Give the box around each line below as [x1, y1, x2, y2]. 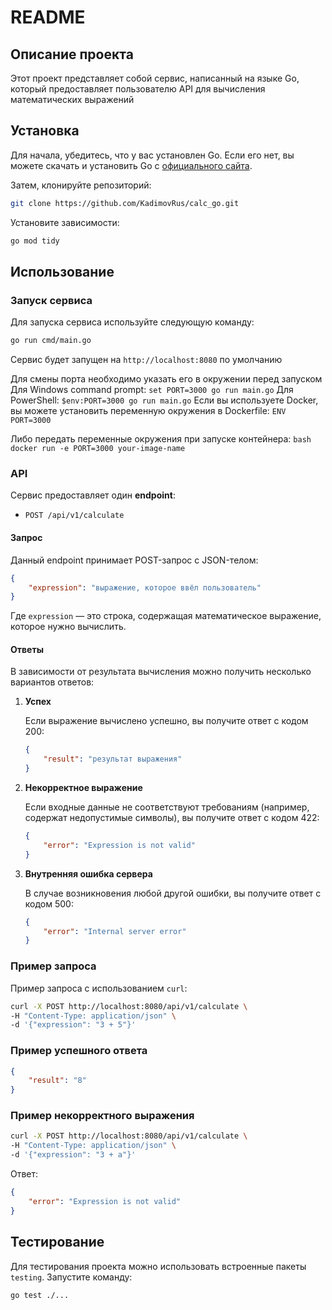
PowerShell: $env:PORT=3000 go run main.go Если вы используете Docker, [10, 394, 319, 406]
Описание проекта [10, 46, 134, 63]
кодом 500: [24, 897, 74, 910]
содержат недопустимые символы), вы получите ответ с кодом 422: [24, 812, 320, 824]
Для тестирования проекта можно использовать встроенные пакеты [10, 1260, 307, 1272]
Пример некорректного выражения [10, 1109, 195, 1123]
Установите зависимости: [10, 216, 120, 228]
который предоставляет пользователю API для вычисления [10, 83, 266, 95]
